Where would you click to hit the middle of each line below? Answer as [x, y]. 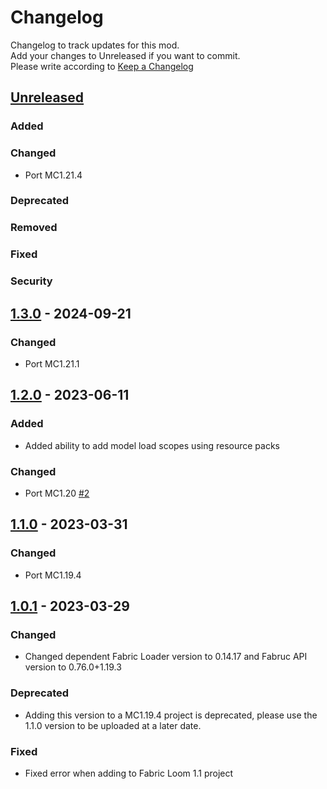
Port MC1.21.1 [52, 363]
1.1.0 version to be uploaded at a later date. [113, 725]
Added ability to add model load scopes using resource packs [152, 445]
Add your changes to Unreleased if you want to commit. [125, 55]
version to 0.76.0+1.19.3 [73, 667]
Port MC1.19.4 [53, 575]
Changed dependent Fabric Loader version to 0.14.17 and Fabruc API [166, 657]
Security [31, 281]
